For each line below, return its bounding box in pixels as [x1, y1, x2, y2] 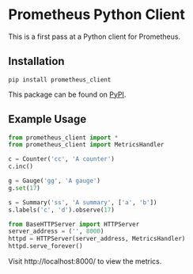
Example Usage [8, 112, 87, 126]
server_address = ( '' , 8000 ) [8, 227, 104, 235]
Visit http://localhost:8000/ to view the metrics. [8, 257, 162, 266]
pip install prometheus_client [8, 75, 112, 84]
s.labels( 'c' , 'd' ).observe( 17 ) [8, 206, 115, 214]
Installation [8, 55, 65, 68]
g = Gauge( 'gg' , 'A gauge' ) [8, 177, 101, 185]
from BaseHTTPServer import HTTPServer [8, 220, 140, 228]
